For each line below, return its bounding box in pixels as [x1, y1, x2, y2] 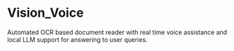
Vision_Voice [7, 5, 84, 21]
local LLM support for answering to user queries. [7, 35, 148, 43]
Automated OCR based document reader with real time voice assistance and [7, 28, 228, 36]
